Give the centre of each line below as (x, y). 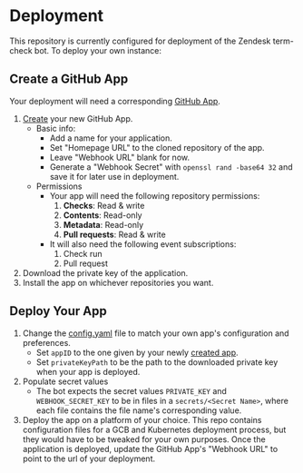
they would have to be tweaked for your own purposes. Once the (144, 439)
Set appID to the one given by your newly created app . (137, 352)
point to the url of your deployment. (89, 458)
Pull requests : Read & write (114, 234)
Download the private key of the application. (105, 272)
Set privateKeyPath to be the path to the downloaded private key (157, 362)
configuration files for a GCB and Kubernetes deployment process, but (154, 429)
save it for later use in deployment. (114, 176)
